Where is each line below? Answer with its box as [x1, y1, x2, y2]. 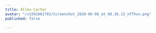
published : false [5, 16, 40, 21]
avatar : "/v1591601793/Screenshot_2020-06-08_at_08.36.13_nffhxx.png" [5, 12, 152, 16]
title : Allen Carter [5, 7, 47, 12]
